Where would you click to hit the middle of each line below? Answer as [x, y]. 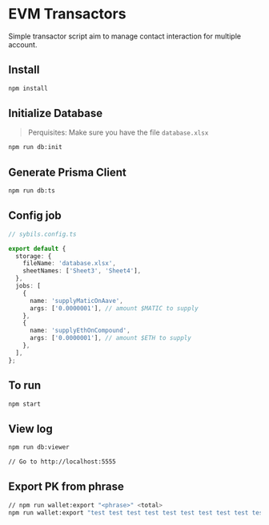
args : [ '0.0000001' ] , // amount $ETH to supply [110, 338]
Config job [35, 216]
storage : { [34, 256]
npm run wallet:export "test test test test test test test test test [128, 513]
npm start [25, 404]
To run [25, 386]
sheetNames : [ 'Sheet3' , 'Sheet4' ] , [82, 271]
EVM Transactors [67, 14]
